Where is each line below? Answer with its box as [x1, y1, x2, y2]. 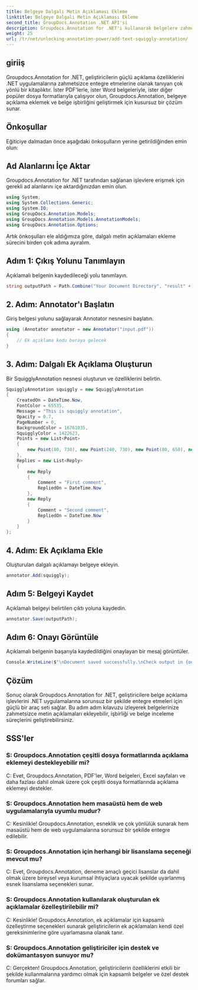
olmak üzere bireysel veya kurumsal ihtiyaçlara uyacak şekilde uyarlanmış [6, 874, 186, 881]
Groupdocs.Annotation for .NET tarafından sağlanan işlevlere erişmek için [6, 177, 184, 184]
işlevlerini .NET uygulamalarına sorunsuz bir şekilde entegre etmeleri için [6, 698, 183, 704]
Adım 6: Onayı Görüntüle [6, 632, 99, 642]
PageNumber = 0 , [16, 419, 57, 425]
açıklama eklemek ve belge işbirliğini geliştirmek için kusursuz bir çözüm [6, 99, 183, 106]
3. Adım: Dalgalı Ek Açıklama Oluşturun [6, 360, 153, 370]
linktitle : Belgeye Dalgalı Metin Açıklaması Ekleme [6, 14, 138, 20]
